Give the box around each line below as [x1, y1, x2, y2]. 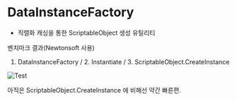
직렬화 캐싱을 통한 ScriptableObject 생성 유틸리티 [17, 28, 156, 37]
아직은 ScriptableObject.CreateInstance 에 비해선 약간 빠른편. [7, 85, 182, 94]
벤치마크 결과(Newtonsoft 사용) [7, 43, 96, 52]
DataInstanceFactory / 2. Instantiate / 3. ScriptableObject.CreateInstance [17, 57, 230, 66]
